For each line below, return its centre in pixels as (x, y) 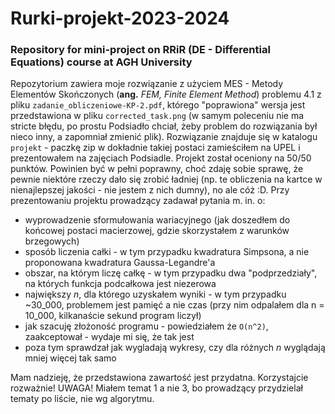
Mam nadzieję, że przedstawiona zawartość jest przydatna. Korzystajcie (159, 378)
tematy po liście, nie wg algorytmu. (82, 399)
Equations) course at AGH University (101, 62)
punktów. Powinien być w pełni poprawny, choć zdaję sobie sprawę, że (157, 169)
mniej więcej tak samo (70, 358)
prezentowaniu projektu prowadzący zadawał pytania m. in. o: (138, 201)
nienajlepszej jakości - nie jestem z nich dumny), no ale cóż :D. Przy (150, 190)
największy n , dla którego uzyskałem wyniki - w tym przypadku (155, 294)
